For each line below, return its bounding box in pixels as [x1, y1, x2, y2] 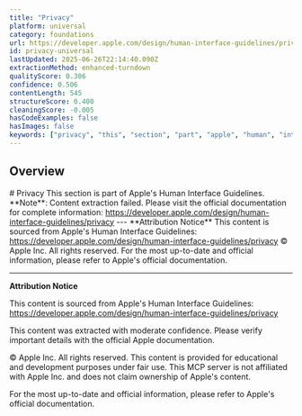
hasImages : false [9, 122, 75, 131]
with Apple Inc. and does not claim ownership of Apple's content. [9, 371, 252, 382]
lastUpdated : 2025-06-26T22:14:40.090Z [9, 55, 159, 64]
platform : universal [9, 22, 87, 31]
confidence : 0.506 [9, 80, 78, 89]
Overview [9, 164, 66, 179]
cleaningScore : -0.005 [9, 105, 94, 114]
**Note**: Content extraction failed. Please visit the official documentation [9, 197, 288, 208]
